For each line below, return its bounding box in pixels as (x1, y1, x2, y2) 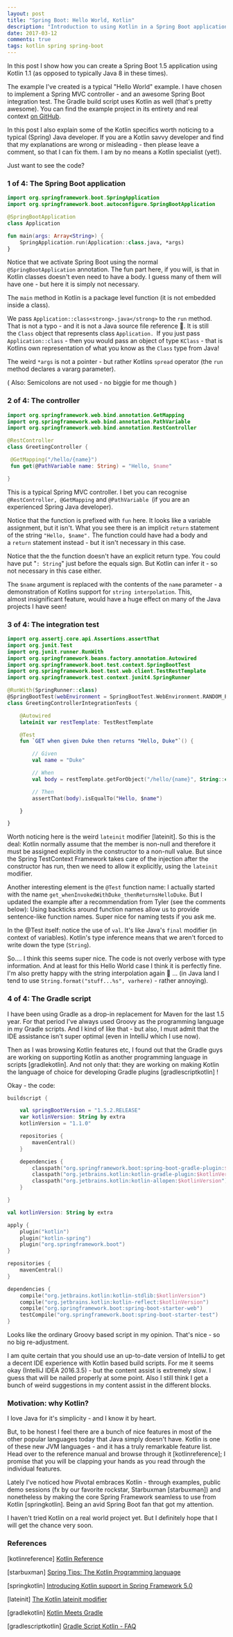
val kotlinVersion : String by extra (7, 1209, 113, 1216)
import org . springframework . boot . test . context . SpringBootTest (7, 661, 191, 668)
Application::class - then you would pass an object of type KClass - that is (7, 337, 223, 345)
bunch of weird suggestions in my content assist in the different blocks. (7, 1381, 212, 1389)
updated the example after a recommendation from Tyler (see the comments (7, 898, 226, 906)
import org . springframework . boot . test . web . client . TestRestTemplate (7, 667, 207, 675)
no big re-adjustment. (7, 1338, 69, 1347)
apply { (7, 1221, 30, 1228)
